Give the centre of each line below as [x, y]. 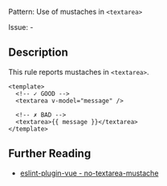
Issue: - [21, 27]
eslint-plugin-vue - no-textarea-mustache [89, 173]
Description [38, 53]
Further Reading [50, 153]
